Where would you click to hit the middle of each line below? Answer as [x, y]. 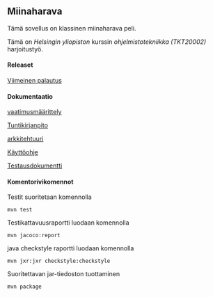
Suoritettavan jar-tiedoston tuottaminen [64, 274]
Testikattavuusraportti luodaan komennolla [69, 223]
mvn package [24, 287]
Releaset [20, 65]
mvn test [20, 210]
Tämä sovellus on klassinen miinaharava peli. [72, 28]
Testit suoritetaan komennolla [49, 197]
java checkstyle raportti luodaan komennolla [71, 248]
